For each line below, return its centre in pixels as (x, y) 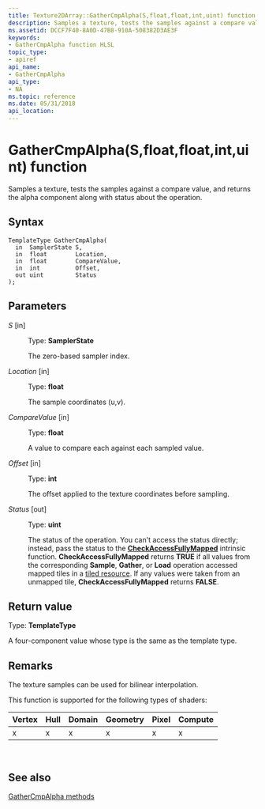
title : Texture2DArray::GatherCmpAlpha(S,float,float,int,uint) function (132, 15)
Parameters (37, 306)
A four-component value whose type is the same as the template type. (123, 641)
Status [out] (28, 509)
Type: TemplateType (42, 626)
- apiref (22, 60)
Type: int (43, 478)
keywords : (24, 38)
